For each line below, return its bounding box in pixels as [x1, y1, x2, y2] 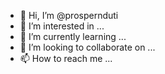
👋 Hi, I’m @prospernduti [19, 10, 119, 21]
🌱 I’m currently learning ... [19, 31, 127, 42]
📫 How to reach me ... [19, 53, 113, 64]
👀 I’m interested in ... [19, 20, 105, 32]
